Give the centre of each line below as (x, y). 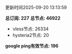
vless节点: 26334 (30, 29)
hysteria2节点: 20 (31, 35)
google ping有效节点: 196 (32, 46)
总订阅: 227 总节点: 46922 (33, 18)
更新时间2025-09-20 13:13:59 (36, 7)
